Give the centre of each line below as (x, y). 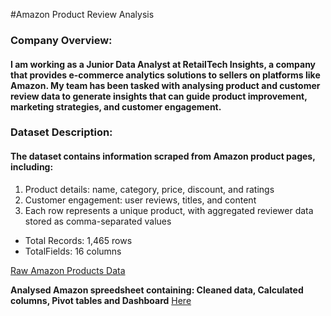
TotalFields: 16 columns (73, 251)
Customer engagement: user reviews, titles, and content (140, 200)
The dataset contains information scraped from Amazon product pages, (163, 156)
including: (32, 167)
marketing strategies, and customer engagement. (116, 106)
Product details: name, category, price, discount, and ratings (149, 189)
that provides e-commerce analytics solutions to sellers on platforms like (165, 75)
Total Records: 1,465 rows (78, 240)
